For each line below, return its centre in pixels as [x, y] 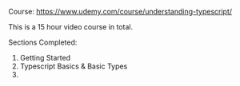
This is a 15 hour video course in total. [71, 27]
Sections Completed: [43, 42]
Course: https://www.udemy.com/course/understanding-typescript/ [120, 12]
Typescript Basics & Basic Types [74, 66]
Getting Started [45, 58]
